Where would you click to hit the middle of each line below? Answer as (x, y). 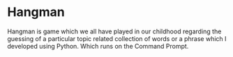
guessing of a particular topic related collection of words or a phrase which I (117, 38)
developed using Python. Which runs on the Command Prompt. (98, 46)
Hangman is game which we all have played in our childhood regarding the (114, 31)
